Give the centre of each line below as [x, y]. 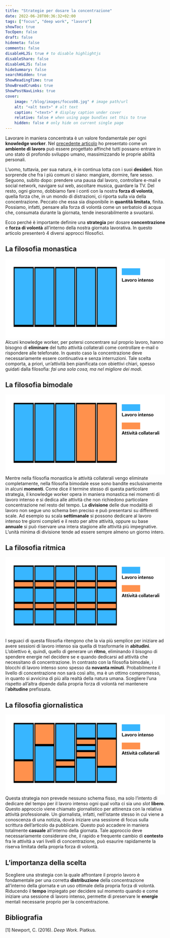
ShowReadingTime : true [29, 80]
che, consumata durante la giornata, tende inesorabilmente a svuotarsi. [80, 212]
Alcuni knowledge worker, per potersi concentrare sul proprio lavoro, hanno [84, 342]
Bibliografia [24, 918]
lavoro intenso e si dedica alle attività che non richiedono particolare [77, 499]
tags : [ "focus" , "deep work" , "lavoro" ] [49, 21]
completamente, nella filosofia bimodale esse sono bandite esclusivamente [84, 483]
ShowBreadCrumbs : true [29, 86]
